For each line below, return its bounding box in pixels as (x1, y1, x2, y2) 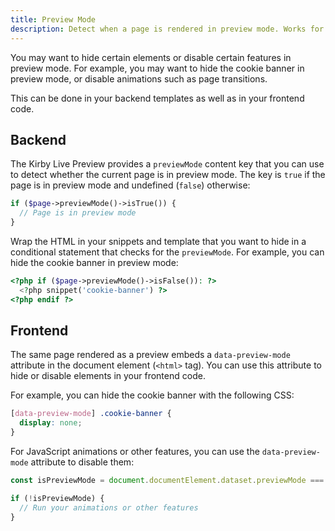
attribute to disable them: (30, 456, 135, 468)
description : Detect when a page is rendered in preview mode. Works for (10, 24, 325, 34)
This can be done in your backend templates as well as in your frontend (10, 92, 305, 104)
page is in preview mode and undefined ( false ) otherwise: (10, 179, 251, 191)
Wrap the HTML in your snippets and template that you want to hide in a (10, 235, 307, 247)
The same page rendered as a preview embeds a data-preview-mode (10, 349, 291, 361)
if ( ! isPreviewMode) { (10, 493, 105, 503)
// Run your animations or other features (19, 502, 199, 513)
